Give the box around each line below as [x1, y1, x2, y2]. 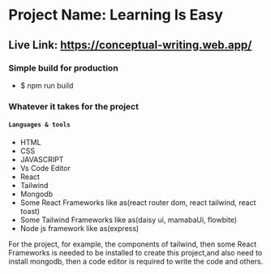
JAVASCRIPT [19, 155, 64, 164]
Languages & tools [8, 121, 71, 129]
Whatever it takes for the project [8, 101, 140, 112]
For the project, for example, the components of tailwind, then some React [8, 239, 257, 249]
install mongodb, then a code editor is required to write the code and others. [8, 257, 264, 266]
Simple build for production [8, 62, 119, 74]
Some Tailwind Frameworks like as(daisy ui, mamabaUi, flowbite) [19, 215, 238, 225]
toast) [19, 207, 41, 216]
